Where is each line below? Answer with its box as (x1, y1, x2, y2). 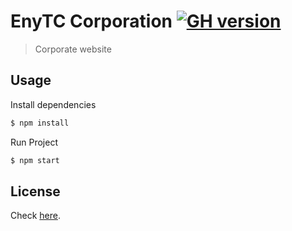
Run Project (10, 136, 59, 148)
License (10, 183, 61, 200)
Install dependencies (10, 98, 97, 110)
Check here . (10, 210, 61, 222)
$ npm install (10, 118, 70, 128)
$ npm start (10, 155, 60, 165)
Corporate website (34, 43, 112, 55)
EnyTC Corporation (10, 10, 173, 33)
